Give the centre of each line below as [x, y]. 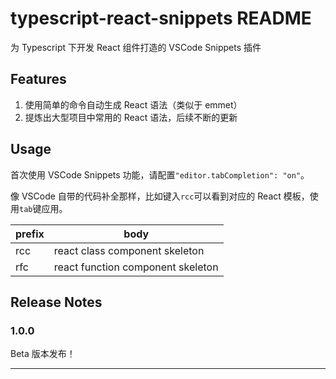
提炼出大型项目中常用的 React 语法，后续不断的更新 [131, 117]
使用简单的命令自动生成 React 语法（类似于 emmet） [133, 104]
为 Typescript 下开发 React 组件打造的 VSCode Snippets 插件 [136, 47]
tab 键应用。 [43, 208]
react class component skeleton [129, 250]
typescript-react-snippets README [161, 18]
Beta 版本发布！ [43, 354]
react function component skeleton [136, 267]
